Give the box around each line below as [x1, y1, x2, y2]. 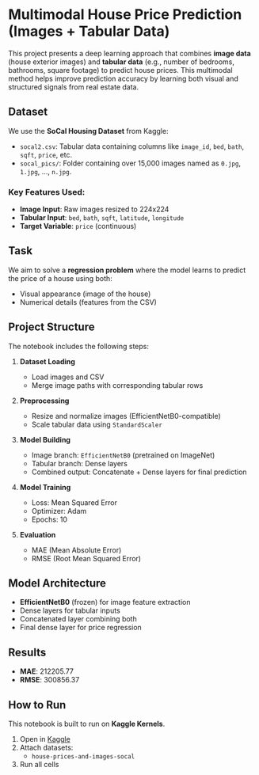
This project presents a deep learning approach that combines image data [8, 48, 251, 58]
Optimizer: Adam [31, 506, 87, 515]
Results [8, 645, 47, 659]
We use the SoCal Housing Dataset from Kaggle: [8, 126, 169, 135]
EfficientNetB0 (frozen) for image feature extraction [19, 598, 191, 607]
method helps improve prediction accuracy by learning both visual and [8, 74, 239, 83]
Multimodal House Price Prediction [8, 6, 242, 24]
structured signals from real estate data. [8, 82, 139, 92]
